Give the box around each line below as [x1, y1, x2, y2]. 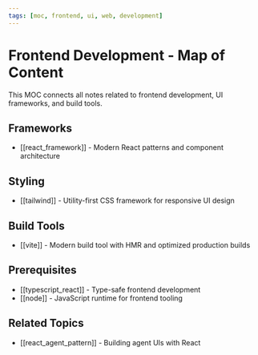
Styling [8, 174, 46, 188]
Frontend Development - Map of [8, 46, 226, 64]
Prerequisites [8, 264, 77, 277]
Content [8, 63, 64, 81]
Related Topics [8, 317, 84, 330]
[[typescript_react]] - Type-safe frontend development [19, 284, 201, 294]
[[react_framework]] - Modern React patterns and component [19, 143, 224, 152]
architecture [19, 151, 61, 161]
